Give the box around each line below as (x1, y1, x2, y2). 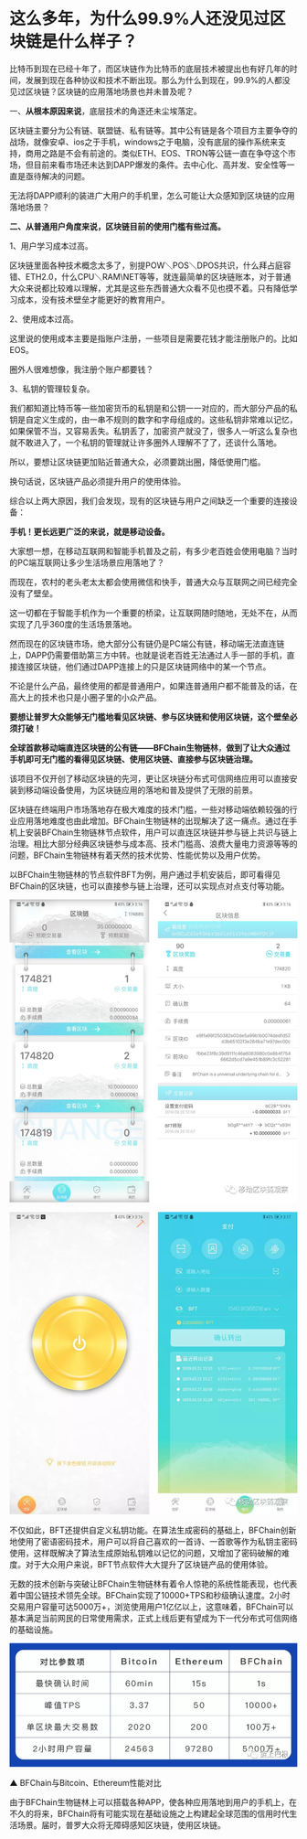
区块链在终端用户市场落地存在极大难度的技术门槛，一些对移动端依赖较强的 (9, 804, 290, 815)
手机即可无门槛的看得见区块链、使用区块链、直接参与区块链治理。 (9, 754, 258, 764)
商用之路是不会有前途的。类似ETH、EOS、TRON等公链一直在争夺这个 (25, 147, 289, 158)
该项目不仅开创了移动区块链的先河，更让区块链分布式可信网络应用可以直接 (9, 773, 290, 784)
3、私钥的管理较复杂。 (9, 383, 95, 394)
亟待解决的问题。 (25, 170, 90, 181)
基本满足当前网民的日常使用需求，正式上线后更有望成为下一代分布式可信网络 (9, 1613, 298, 1624)
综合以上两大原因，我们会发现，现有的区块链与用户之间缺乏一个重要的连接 (9, 495, 290, 506)
